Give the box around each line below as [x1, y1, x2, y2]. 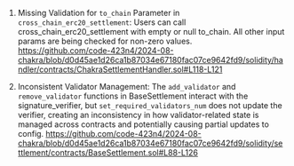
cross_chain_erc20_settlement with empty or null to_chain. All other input [17, 27, 285, 36]
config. [17, 129, 44, 138]
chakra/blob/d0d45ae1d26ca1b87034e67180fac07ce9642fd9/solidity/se [17, 138, 283, 148]
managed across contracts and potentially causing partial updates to [17, 119, 269, 130]
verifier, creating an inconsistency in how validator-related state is [17, 110, 259, 120]
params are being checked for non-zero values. [17, 36, 193, 46]
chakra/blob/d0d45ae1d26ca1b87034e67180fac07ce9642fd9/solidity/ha [17, 55, 284, 65]
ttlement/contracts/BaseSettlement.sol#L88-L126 [17, 147, 198, 158]
